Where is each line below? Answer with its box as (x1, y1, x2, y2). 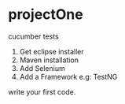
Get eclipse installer (19, 46, 84, 56)
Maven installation (19, 55, 79, 65)
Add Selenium (19, 63, 65, 72)
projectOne (8, 6, 84, 24)
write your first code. (8, 87, 76, 96)
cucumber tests (8, 32, 59, 41)
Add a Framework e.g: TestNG (19, 72, 118, 81)
